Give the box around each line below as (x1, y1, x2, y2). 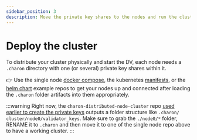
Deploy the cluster (6, 39, 98, 53)
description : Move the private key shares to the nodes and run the (6, 14, 177, 20)
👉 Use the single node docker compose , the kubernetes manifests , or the (6, 77, 186, 84)
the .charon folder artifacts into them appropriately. (6, 91, 130, 98)
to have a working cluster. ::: (6, 127, 74, 135)
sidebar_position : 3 (6, 8, 57, 15)
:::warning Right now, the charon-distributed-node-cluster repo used (6, 103, 175, 110)
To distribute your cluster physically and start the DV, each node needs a (6, 59, 182, 66)
